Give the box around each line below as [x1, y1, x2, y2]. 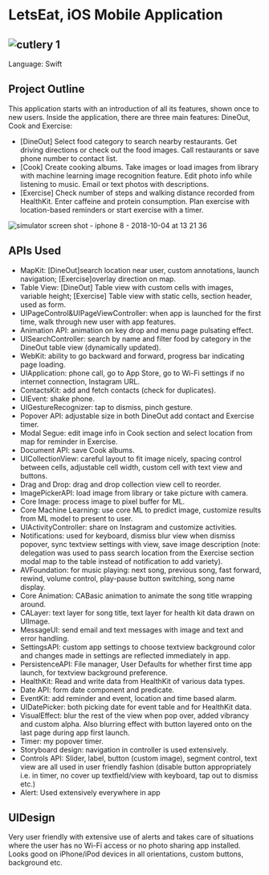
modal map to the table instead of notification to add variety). [19, 556, 223, 566]
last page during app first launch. [19, 728, 130, 737]
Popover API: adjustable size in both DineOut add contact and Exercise [19, 411, 255, 421]
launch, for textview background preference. [19, 667, 169, 678]
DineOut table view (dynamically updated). [19, 342, 161, 352]
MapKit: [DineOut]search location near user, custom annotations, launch [19, 265, 259, 275]
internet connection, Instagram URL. [19, 376, 141, 386]
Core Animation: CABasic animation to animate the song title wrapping [19, 591, 253, 600]
